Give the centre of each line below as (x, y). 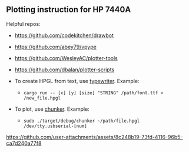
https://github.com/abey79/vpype (56, 47)
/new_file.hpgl (42, 98)
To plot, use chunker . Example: (52, 109)
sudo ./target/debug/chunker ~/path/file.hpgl (82, 121)
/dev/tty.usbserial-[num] (55, 126)
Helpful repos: (23, 24)
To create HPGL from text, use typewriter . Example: (77, 81)
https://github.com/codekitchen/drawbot (64, 35)
